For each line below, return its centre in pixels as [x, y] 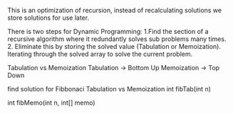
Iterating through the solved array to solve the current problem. [100, 54]
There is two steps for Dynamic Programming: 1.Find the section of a [108, 32]
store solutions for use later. [48, 18]
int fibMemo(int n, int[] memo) [51, 103]
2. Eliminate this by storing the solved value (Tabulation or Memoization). [114, 46]
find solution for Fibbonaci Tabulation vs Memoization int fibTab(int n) [109, 89]
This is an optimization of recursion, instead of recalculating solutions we [115, 10]
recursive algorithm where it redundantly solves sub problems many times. [117, 39]
